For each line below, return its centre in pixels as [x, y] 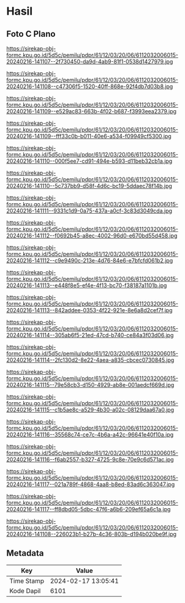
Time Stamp [27, 581]
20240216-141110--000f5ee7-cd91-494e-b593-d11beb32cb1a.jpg [89, 161]
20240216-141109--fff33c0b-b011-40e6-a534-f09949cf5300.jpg [89, 136]
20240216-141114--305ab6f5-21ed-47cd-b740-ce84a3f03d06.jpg [90, 335]
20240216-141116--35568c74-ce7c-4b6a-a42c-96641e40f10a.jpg [90, 435]
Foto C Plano [31, 34]
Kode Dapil [25, 591]
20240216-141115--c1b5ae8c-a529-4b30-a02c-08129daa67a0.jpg [90, 410]
